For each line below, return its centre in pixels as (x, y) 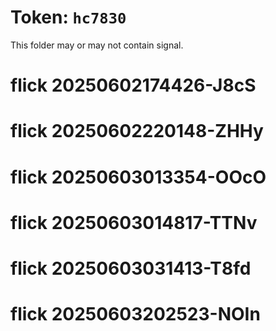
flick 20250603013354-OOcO (138, 177)
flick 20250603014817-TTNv (134, 222)
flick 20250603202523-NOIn (135, 314)
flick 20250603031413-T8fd (131, 268)
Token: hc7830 (68, 17)
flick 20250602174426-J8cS (133, 85)
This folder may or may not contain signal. (97, 45)
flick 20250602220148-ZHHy (137, 131)
